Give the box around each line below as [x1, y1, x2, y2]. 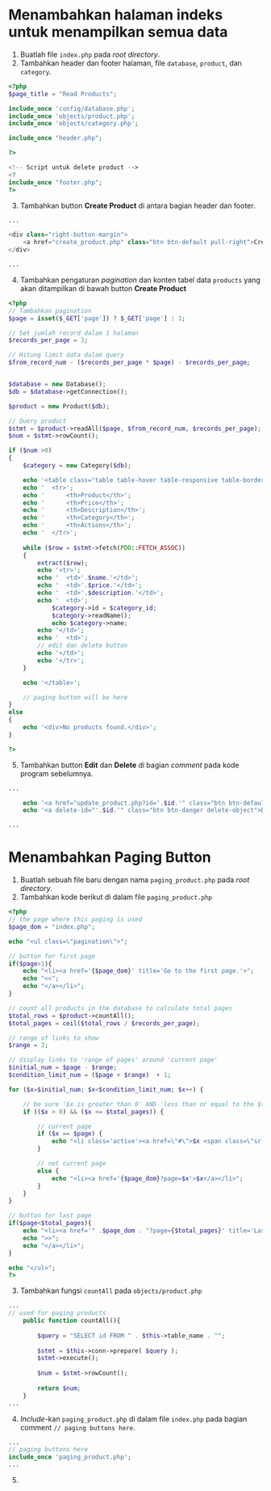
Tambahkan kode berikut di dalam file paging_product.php [19, 892, 212, 902]
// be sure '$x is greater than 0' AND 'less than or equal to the [23, 1100, 254, 1109]
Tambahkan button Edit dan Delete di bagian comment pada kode [19, 760, 240, 770]
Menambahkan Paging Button [8, 848, 211, 867]
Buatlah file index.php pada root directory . [19, 49, 161, 59]
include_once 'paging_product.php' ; [8, 1453, 131, 1461]
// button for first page [8, 952, 95, 960]
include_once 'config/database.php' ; [8, 104, 135, 112]
